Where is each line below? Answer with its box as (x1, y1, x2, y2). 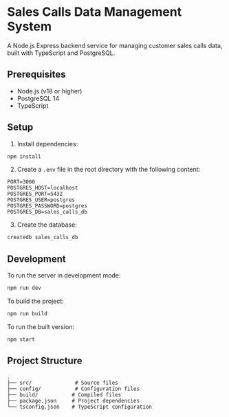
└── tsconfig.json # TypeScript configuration (7, 403, 153, 410)
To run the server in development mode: (7, 271, 121, 280)
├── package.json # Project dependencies (7, 397, 140, 404)
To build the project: (7, 297, 64, 305)
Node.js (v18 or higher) (17, 87, 83, 95)
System (7, 19, 52, 34)
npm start (7, 336, 36, 343)
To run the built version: (7, 322, 74, 330)
